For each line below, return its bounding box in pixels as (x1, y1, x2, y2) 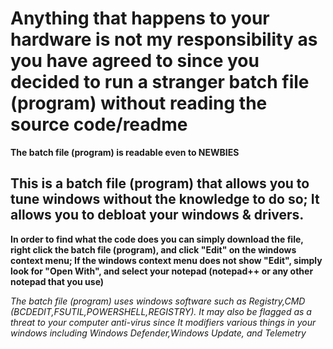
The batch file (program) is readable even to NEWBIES (10, 146, 240, 158)
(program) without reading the (10, 92, 268, 115)
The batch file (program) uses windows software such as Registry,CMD (10, 295, 306, 307)
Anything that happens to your (10, 7, 270, 30)
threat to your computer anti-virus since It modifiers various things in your (10, 316, 317, 328)
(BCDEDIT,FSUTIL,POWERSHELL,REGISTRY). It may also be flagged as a (10, 305, 312, 317)
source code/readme (10, 113, 188, 136)
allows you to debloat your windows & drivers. (10, 207, 305, 224)
